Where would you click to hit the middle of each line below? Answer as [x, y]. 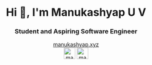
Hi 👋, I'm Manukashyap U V [76, 12]
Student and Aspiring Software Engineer [76, 32]
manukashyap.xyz [76, 44]
